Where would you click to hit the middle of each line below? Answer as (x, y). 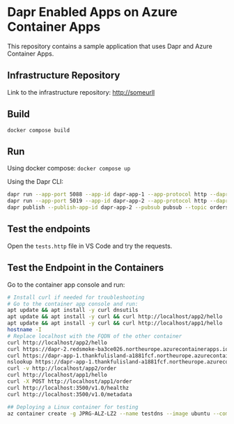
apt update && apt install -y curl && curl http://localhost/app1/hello (115, 323)
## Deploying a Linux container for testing (73, 407)
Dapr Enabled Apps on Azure (92, 12)
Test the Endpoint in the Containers (86, 268)
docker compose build (39, 130)
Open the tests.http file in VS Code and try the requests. (90, 246)
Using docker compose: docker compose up (69, 168)
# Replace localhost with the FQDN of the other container (95, 336)
